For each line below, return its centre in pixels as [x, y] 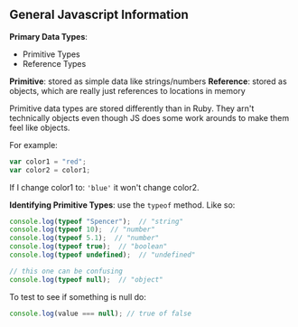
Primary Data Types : [49, 36]
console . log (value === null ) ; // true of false [101, 313]
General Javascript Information [99, 15]
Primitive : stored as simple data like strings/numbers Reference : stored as [148, 81]
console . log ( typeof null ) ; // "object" [87, 279]
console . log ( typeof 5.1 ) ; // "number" [84, 238]
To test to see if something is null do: [78, 296]
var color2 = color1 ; [50, 170]
